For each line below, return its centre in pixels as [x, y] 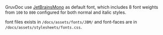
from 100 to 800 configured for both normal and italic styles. [66, 12]
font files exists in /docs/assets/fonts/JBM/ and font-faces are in [71, 22]
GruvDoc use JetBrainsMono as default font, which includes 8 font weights [82, 7]
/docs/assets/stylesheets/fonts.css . [44, 27]
